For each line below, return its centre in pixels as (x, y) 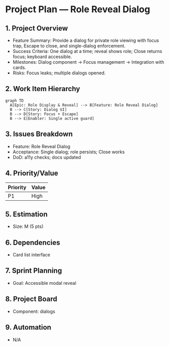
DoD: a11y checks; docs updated (47, 157)
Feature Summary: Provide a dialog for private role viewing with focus (86, 40)
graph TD (15, 100)
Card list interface (31, 255)
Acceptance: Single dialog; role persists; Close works (68, 152)
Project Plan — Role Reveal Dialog (78, 9)
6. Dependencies (33, 242)
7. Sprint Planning (34, 271)
